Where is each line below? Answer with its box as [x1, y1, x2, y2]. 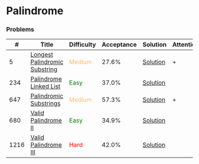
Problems [6, 25, 34, 34]
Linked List [30, 82, 61, 91]
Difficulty [69, 40, 97, 49]
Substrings [30, 99, 61, 108]
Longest [30, 50, 53, 59]
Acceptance [101, 40, 137, 49]
